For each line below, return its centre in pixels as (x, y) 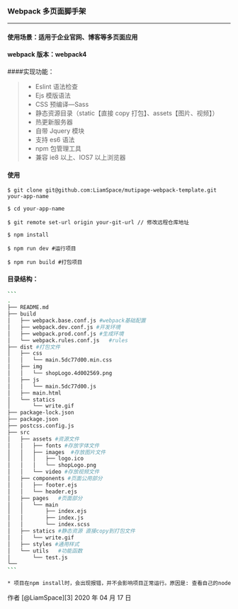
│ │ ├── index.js (45, 518)
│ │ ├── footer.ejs (42, 485)
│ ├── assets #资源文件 (44, 439)
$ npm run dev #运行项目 (42, 249)
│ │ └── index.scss (49, 525)
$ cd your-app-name (36, 209)
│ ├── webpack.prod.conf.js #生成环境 (66, 334)
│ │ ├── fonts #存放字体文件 (53, 446)
